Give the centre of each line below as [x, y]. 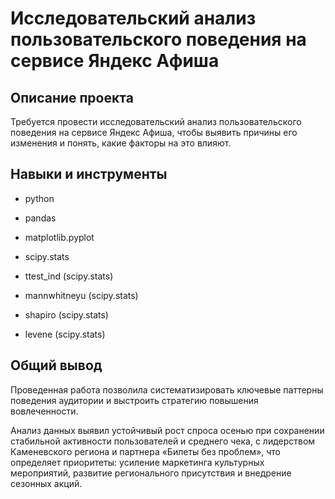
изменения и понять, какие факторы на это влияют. [121, 143]
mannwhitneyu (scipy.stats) [81, 295]
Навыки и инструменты [89, 174]
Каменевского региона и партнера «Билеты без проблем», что [146, 451]
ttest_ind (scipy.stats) [69, 276]
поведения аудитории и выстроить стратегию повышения [134, 400]
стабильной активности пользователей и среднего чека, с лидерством [163, 441]
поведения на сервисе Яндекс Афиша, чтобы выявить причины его [154, 132]
